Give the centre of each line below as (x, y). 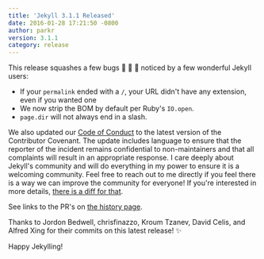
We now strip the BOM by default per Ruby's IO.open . (107, 109)
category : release (38, 45)
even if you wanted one (58, 100)
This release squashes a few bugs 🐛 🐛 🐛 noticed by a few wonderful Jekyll (130, 68)
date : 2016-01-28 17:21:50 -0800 (63, 23)
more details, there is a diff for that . (66, 191)
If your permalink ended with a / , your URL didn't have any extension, (133, 91)
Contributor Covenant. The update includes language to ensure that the (125, 141)
